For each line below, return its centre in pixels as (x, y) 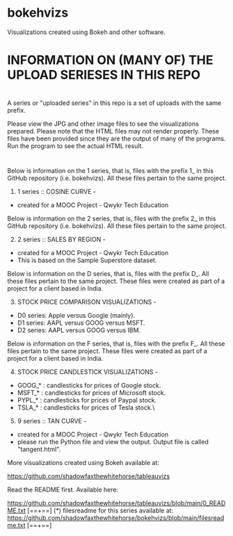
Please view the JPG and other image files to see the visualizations (103, 124)
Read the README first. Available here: (63, 489)
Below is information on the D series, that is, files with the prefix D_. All (108, 273)
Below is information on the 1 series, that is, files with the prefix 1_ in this (111, 170)
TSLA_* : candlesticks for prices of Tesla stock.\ (86, 407)
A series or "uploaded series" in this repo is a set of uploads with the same (114, 103)
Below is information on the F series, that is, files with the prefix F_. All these (116, 343)
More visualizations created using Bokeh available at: (83, 462)
